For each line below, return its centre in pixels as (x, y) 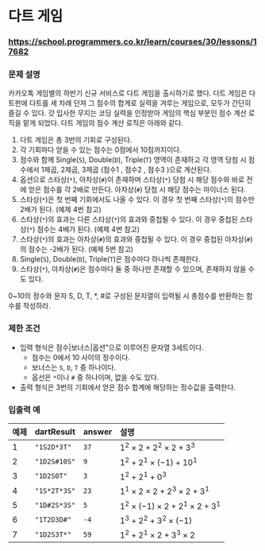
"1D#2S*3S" (55, 505)
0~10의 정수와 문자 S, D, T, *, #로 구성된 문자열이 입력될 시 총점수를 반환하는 (126, 296)
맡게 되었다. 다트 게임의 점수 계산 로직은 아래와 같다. (103, 123)
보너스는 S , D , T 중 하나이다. (74, 367)
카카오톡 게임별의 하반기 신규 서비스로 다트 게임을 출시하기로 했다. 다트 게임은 (128, 93)
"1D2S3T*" (53, 534)
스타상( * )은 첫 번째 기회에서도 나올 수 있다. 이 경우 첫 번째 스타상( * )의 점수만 (137, 200)
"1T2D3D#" (53, 520)
